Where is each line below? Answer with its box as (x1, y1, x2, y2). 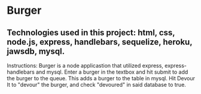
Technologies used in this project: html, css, (7, 28, 175, 38)
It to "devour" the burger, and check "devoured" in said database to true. (7, 81, 186, 88)
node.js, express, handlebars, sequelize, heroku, (7, 37, 193, 47)
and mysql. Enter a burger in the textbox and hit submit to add (35, 68, 188, 75)
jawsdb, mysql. (7, 46, 65, 56)
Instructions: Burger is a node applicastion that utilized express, (7, 62, 164, 69)
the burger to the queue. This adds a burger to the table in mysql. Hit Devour (7, 75, 195, 81)
